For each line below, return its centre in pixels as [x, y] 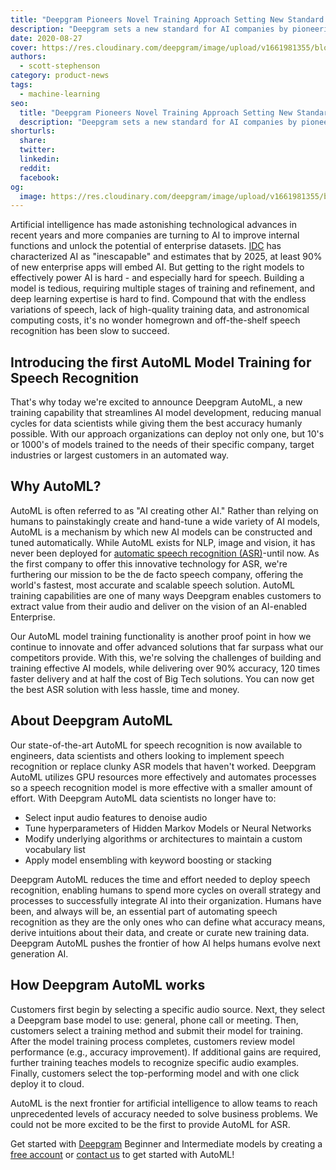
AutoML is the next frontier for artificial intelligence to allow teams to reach [164, 1103]
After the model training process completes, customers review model [152, 1041]
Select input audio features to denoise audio [116, 817]
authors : [28, 57]
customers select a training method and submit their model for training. [157, 1030]
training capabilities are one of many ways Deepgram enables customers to [166, 595]
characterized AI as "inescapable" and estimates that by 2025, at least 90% [166, 257]
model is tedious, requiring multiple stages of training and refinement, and [163, 288]
